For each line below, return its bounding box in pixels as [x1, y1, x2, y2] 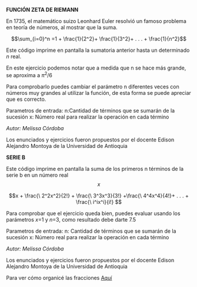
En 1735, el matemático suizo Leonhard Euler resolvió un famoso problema [6, 18, 186, 24]
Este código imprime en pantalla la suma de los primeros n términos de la [6, 165, 184, 172]
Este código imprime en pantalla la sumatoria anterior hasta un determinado [6, 47, 190, 54]
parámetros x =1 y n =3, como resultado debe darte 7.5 [6, 216, 136, 223]
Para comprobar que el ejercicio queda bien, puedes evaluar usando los [6, 210, 181, 217]
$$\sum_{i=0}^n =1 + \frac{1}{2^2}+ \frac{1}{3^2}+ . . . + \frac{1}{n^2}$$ [11, 35, 187, 42]
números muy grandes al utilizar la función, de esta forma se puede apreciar [6, 89, 191, 96]
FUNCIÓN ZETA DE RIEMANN [6, 6, 79, 13]
